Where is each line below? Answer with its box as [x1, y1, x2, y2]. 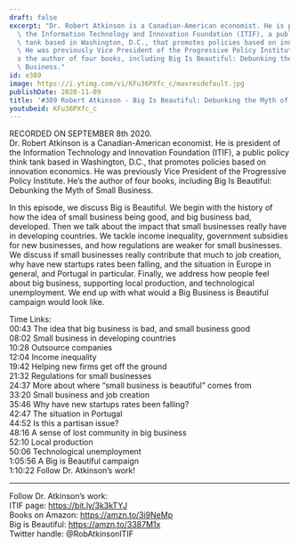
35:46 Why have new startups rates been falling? [9, 399, 190, 410]
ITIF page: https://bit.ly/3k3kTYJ [9, 500, 127, 511]
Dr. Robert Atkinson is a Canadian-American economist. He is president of [9, 138, 281, 149]
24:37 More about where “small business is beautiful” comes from [9, 380, 252, 391]
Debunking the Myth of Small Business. [9, 185, 154, 196]
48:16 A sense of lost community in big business [9, 428, 187, 438]
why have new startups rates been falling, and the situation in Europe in [9, 259, 271, 269]
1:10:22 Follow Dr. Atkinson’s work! [9, 465, 135, 476]
